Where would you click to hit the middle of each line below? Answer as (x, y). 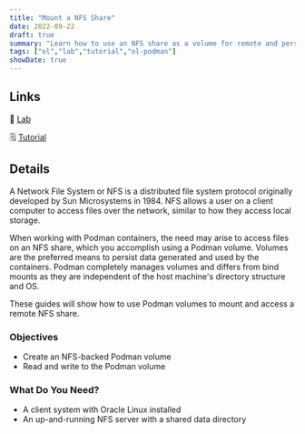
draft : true (32, 35)
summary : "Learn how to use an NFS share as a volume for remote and (144, 43)
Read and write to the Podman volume (94, 366)
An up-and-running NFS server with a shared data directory (134, 419)
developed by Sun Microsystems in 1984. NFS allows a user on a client (142, 200)
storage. (25, 220)
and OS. (25, 286)
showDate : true (38, 60)
